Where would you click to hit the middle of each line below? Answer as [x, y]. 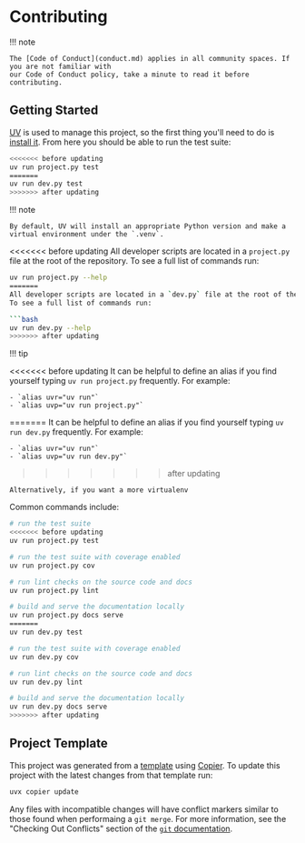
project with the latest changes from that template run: [111, 775]
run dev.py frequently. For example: [76, 432]
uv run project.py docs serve [67, 616]
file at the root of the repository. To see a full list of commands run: [134, 261]
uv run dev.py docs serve [58, 707]
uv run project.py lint [54, 590]
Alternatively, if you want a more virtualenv [99, 490]
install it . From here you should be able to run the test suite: [120, 142]
